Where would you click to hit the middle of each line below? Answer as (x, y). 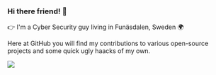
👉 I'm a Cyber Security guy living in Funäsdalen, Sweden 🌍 (96, 27)
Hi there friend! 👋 (37, 11)
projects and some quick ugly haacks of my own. (79, 51)
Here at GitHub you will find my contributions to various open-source (108, 44)
